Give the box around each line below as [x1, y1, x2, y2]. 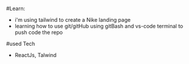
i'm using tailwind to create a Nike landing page [14, 16, 131, 23]
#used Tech [6, 41, 36, 47]
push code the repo [14, 29, 63, 36]
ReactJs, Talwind [14, 52, 57, 58]
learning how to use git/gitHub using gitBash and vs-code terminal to [14, 23, 184, 29]
